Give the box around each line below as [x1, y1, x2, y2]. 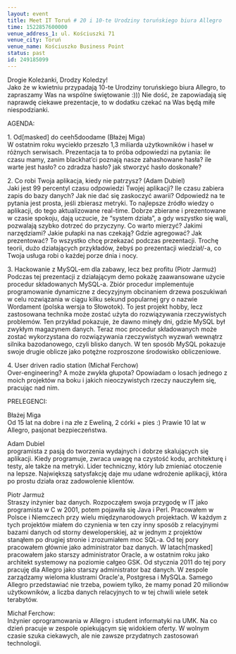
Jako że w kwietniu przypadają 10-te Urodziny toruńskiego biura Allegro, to [7, 82, 226, 92]
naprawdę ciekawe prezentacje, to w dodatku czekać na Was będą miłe [7, 98, 216, 106]
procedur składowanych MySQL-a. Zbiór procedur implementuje [7, 280, 194, 288]
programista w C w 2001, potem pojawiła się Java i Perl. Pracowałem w [7, 505, 214, 514]
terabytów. [7, 595, 39, 603]
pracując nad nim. [7, 383, 60, 392]
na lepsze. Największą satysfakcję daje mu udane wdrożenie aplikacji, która [7, 469, 228, 478]
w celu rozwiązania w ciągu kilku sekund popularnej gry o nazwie [7, 295, 198, 303]
